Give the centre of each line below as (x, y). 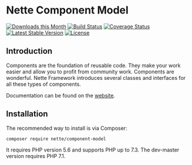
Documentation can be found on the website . (61, 95)
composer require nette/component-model (56, 139)
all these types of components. (43, 84)
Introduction (29, 51)
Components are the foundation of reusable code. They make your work (93, 65)
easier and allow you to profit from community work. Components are (90, 72)
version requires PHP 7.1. (36, 156)
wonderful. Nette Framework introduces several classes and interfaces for (96, 78)
